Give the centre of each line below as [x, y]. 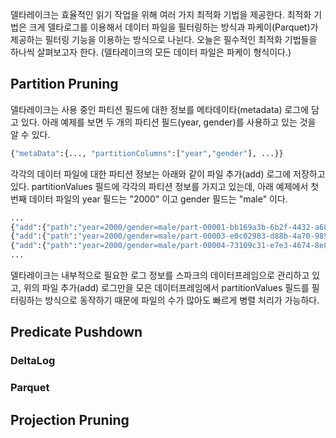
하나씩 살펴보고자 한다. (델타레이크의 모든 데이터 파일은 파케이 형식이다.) [151, 52]
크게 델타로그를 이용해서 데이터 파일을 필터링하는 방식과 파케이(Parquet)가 [173, 27]
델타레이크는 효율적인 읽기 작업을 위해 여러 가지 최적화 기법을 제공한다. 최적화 [161, 14]
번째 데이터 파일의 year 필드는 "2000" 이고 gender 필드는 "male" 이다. [149, 199]
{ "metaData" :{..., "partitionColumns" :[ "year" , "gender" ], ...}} [147, 153]
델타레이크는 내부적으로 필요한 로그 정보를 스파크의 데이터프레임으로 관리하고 [160, 275]
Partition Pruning [64, 84]
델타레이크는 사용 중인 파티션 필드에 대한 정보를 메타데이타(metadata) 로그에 [160, 109]
